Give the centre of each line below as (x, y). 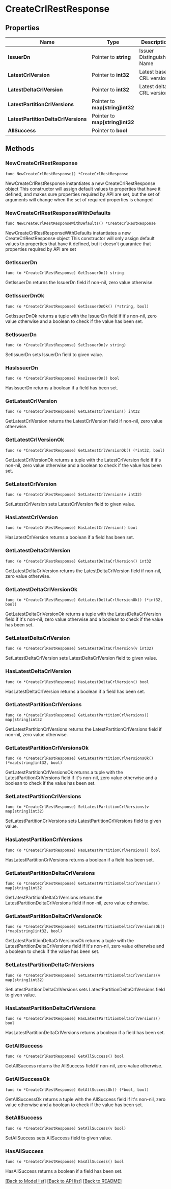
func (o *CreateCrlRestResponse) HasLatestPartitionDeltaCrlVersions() (83, 1018)
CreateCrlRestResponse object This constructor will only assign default (80, 238)
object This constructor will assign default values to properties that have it (83, 189)
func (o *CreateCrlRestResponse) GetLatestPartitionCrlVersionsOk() (79, 759)
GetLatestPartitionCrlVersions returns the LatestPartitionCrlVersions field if (83, 729)
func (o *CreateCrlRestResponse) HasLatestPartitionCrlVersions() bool (83, 850)
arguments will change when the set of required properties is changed (79, 199)
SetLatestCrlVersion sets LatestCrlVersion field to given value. (70, 504)
